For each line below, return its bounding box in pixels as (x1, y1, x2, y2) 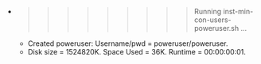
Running (193, 7, 222, 16)
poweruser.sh (193, 24, 240, 32)
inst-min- (222, 7, 254, 16)
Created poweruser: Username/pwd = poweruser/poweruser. (27, 39, 228, 48)
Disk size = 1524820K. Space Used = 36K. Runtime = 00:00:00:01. (27, 47, 247, 56)
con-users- (193, 15, 232, 24)
